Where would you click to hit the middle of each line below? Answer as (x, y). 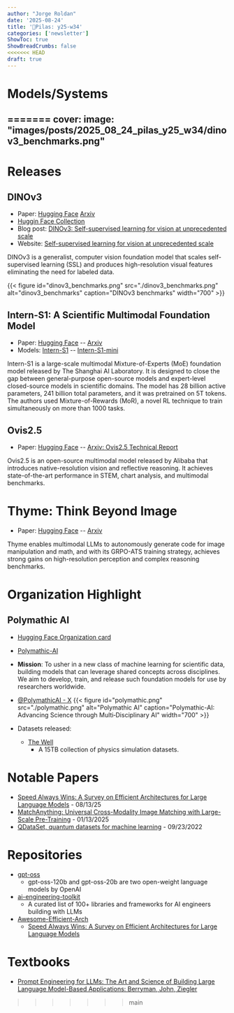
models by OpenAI (54, 889)
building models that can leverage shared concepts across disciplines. (118, 671)
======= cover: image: (61, 120)
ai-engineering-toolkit (49, 896)
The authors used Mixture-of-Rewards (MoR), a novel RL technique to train (115, 401)
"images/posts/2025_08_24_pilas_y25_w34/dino (117, 130)
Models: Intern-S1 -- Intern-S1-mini (68, 350)
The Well (41, 742)
